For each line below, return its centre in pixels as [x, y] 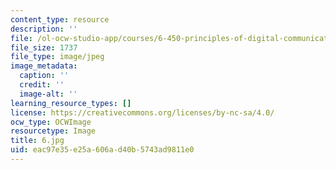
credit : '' [42, 85]
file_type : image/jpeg [57, 57]
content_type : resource [60, 19]
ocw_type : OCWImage [51, 122]
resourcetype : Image [53, 131]
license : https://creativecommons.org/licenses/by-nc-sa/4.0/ [142, 112]
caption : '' [44, 76]
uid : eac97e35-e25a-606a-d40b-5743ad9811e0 [102, 150]
